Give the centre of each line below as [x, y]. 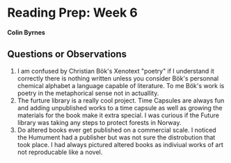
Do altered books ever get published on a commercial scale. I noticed [117, 130]
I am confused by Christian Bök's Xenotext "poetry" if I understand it [115, 71]
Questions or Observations [67, 54]
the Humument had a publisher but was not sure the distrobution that [116, 137]
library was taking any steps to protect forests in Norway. [99, 122]
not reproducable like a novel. [60, 152]
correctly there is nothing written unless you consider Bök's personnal [118, 78]
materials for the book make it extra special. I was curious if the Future [118, 115]
